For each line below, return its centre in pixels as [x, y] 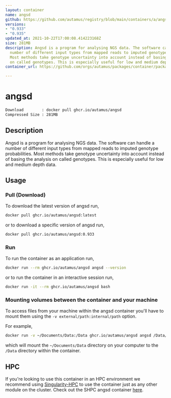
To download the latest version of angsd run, [52, 206]
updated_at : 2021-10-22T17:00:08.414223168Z [53, 39]
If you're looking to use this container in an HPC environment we [73, 379]
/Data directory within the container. [43, 351]
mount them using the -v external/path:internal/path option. [71, 317]
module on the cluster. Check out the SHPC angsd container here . [75, 390]
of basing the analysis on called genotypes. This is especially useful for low [84, 159]
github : [13, 19]
